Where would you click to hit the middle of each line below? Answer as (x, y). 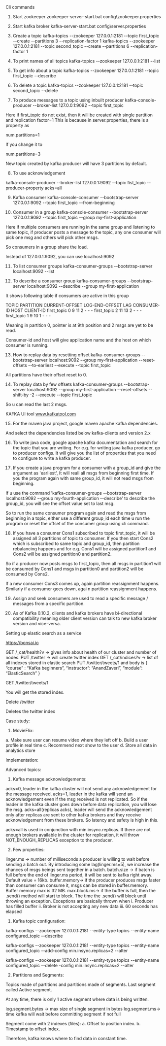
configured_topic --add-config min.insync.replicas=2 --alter (67, 951)
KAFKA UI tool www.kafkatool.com (41, 414)
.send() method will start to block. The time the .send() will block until (76, 896)
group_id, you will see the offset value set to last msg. (60, 504)
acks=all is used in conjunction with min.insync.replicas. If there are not (78, 829)
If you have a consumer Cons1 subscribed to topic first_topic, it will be (84, 533)
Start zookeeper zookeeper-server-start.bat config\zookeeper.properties (87, 17)
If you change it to (24, 144)
